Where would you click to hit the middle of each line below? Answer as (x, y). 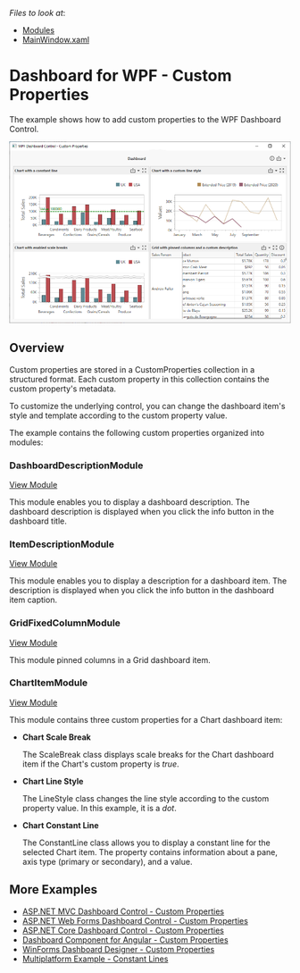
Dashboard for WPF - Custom (121, 76)
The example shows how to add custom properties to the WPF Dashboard (145, 119)
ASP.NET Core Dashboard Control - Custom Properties (123, 930)
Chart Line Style (53, 781)
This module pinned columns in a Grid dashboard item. (110, 659)
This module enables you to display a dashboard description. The (129, 502)
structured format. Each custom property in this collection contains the (139, 379)
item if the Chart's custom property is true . (100, 764)
